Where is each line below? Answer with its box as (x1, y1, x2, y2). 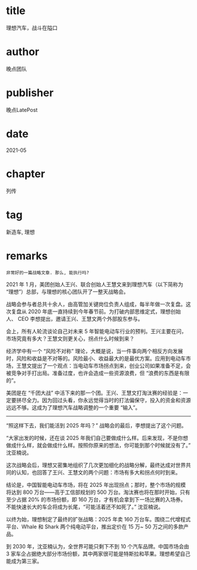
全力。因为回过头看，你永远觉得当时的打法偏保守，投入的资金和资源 (26, 396, 191, 403)
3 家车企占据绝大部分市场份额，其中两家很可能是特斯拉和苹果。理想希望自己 (6, 550, 191, 557)
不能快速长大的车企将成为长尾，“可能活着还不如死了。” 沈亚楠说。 (6, 503, 164, 510)
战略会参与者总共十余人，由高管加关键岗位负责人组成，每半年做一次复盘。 (6, 300, 186, 307)
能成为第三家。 (6, 557, 42, 564)
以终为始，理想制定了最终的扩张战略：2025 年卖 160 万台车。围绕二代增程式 (6, 515, 191, 522)
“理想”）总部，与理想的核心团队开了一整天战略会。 (6, 288, 129, 295)
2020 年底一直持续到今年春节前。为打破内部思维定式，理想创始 (28, 308, 181, 315)
